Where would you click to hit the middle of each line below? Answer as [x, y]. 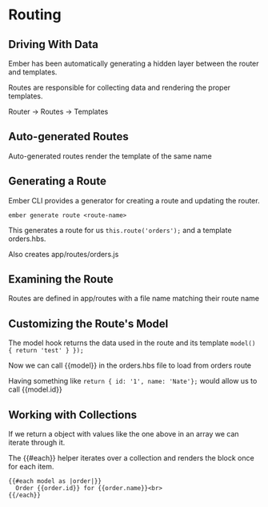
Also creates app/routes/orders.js [64, 254]
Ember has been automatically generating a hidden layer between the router [134, 63]
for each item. [31, 467]
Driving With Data [53, 44]
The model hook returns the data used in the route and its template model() [132, 343]
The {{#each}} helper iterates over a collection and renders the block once [131, 458]
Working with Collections [73, 414]
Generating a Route [57, 181]
